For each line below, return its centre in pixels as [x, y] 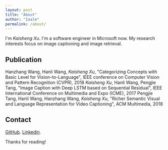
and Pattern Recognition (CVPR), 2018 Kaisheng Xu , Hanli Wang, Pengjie [81, 83]
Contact [18, 120]
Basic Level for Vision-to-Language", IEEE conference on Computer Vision [82, 77]
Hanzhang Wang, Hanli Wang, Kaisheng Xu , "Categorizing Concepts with [81, 72]
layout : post [19, 10]
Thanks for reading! [26, 141]
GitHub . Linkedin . [23, 132]
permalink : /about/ [26, 24]
